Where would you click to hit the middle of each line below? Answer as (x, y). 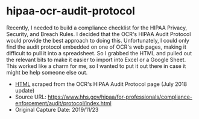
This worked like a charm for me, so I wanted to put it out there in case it (96, 66)
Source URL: (30, 97)
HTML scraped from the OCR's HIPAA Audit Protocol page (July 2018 (101, 84)
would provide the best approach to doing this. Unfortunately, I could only (98, 40)
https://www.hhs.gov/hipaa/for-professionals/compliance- (120, 97)
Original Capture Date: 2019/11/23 (57, 109)
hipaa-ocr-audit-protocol (71, 11)
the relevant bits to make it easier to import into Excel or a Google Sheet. (96, 59)
